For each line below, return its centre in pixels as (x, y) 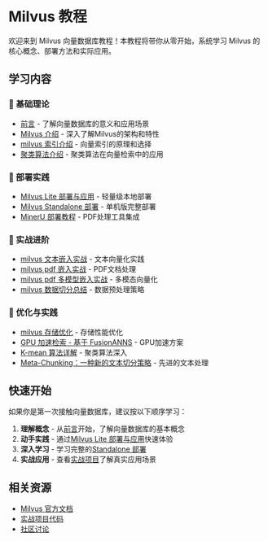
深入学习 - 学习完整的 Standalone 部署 (83, 449)
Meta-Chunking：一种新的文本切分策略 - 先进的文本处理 (114, 362)
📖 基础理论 (29, 104)
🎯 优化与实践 (33, 312)
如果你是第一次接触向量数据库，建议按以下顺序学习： (98, 412)
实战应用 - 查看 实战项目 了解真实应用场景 (88, 460)
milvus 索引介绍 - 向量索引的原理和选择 (86, 144)
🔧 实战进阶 (29, 239)
